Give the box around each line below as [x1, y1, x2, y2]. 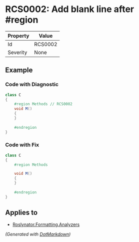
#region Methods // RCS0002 [14, 102, 72, 107]
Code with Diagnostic [5, 81, 59, 88]
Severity [7, 49, 27, 56]
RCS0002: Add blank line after [5, 4, 134, 15]
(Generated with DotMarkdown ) [5, 231, 71, 237]
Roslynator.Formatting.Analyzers [12, 221, 80, 227]
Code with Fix [5, 141, 39, 148]
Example [5, 66, 33, 75]
